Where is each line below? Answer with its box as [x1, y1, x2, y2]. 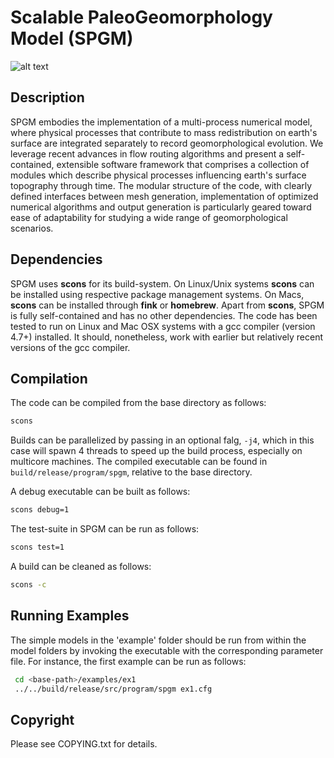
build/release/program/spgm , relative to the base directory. [10, 466, 253, 478]
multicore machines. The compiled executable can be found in [10, 456, 268, 468]
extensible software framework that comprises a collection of [56, 158, 310, 170]
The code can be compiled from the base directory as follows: [10, 397, 267, 409]
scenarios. [10, 222, 54, 234]
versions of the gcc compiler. [10, 341, 131, 353]
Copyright [10, 711, 75, 728]
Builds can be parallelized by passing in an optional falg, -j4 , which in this [10, 434, 315, 446]
